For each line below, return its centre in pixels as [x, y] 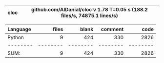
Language [20, 29]
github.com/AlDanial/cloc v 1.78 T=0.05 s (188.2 [89, 9]
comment [112, 29]
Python [16, 37]
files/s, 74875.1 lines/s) [89, 16]
